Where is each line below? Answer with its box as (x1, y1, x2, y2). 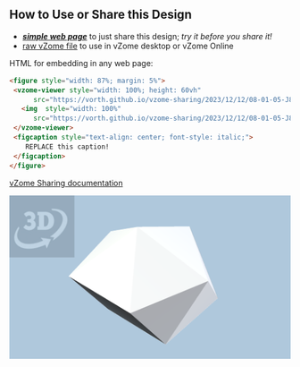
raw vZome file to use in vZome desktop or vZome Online (21, 40, 234, 51)
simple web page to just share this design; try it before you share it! (21, 30, 272, 41)
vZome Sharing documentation (9, 177, 123, 188)
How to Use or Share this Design (9, 7, 192, 22)
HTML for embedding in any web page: (9, 57, 154, 68)
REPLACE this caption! (25, 142, 110, 151)
